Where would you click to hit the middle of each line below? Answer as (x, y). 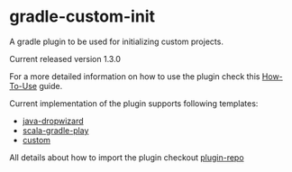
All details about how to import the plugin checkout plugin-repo (127, 157)
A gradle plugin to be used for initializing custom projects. (116, 41)
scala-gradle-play (55, 130)
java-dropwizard (53, 121)
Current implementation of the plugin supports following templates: (134, 103)
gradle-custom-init (82, 17)
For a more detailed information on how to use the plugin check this (135, 76)
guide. (51, 86)
